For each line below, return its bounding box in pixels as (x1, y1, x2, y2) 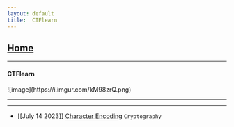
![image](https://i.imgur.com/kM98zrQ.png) (7, 85, 132, 94)
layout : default (7, 10, 54, 17)
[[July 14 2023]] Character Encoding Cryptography (17, 112, 162, 120)
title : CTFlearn (7, 17, 58, 24)
